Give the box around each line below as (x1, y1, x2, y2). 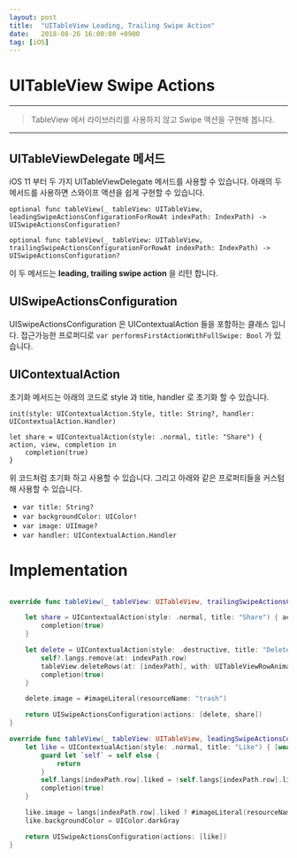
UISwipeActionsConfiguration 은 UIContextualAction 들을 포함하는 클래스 (9, 318, 270, 329)
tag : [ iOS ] (9, 37, 49, 47)
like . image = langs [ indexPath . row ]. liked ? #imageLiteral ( (25, 808, 247, 817)
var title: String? (21, 502, 95, 511)
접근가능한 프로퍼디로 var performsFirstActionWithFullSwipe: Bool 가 (20, 329, 272, 341)
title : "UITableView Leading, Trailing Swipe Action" (9, 21, 216, 30)
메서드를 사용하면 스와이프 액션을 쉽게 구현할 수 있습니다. (9, 188, 205, 197)
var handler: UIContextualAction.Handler (21, 531, 177, 540)
